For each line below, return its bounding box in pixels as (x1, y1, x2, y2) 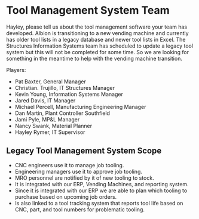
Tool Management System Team (6, 4, 170, 17)
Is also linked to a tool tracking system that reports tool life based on (14, 199, 183, 207)
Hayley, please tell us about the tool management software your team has (6, 23, 187, 30)
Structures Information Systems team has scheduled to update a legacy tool (6, 42, 193, 49)
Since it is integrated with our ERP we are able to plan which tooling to (14, 187, 188, 194)
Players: (6, 66, 26, 73)
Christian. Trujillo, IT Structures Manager (14, 84, 115, 91)
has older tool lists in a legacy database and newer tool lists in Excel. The (6, 36, 186, 43)
